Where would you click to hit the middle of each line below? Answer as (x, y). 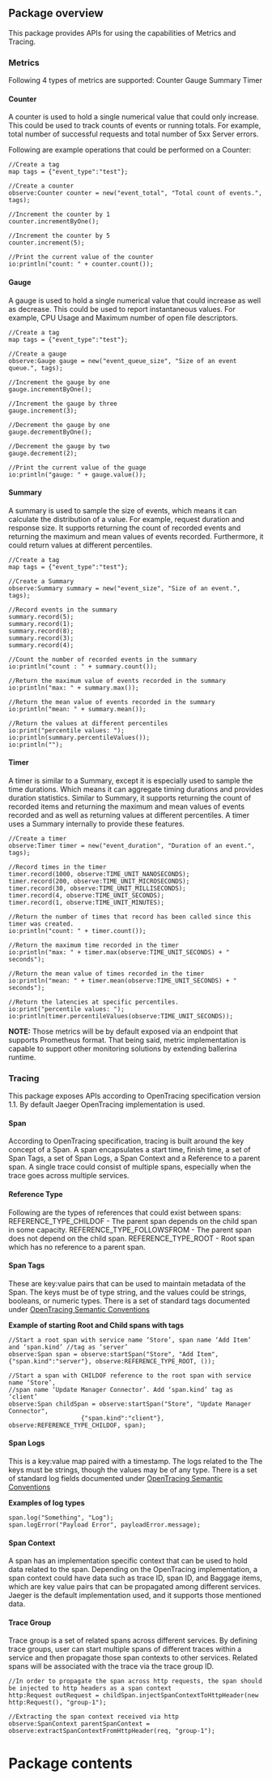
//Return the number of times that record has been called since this (130, 917)
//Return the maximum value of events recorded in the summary (117, 680)
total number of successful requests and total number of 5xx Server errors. (134, 134)
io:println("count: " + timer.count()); (78, 931)
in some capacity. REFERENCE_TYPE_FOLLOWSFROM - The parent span (130, 1229)
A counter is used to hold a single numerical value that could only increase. (134, 117)
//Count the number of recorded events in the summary (103, 659)
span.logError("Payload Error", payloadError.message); (104, 1525)
